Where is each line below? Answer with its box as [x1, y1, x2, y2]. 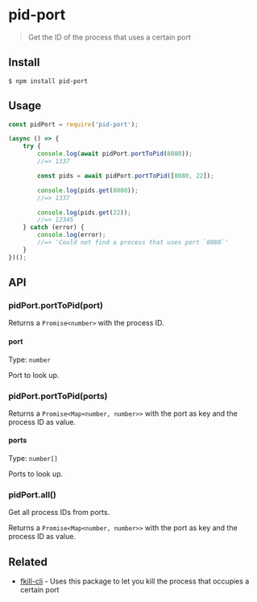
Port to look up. [8, 370, 60, 380]
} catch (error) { [23, 223, 85, 231]
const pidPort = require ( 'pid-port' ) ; [8, 120, 139, 128]
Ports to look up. [8, 469, 63, 479]
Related [8, 554, 48, 569]
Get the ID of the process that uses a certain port [27, 32, 192, 42]
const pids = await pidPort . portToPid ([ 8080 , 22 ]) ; [37, 172, 215, 180]
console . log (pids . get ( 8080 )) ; [37, 186, 139, 194]
